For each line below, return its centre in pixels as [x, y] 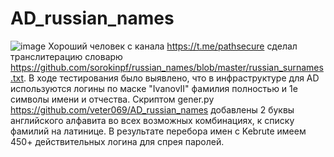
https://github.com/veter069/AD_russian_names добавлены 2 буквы [152, 109]
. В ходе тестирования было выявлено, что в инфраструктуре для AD [171, 78]
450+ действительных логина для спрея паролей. [117, 141]
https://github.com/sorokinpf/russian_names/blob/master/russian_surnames [167, 67]
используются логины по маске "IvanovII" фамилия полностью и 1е [154, 88]
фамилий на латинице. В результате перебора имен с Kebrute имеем [158, 131]
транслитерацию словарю [66, 56]
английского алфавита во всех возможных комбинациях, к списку [152, 120]
